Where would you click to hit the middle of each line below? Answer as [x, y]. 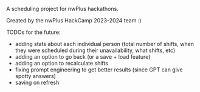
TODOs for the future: [33, 32]
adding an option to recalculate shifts [61, 63]
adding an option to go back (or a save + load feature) [83, 57]
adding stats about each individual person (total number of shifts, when [105, 44]
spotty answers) [36, 76]
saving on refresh [37, 82]
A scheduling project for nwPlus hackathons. [62, 9]
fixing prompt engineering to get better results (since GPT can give [99, 70]
